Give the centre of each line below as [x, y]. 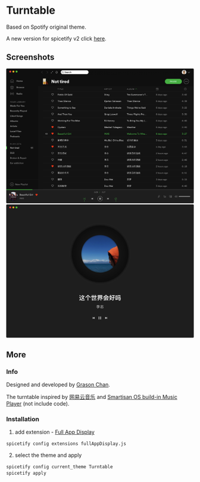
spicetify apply [26, 473]
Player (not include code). [38, 403]
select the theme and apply [48, 455]
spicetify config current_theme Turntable [60, 467]
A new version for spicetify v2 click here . [56, 38]
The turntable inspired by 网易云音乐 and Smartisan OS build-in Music [92, 397]
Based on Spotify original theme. [46, 27]
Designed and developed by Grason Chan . [58, 384]
